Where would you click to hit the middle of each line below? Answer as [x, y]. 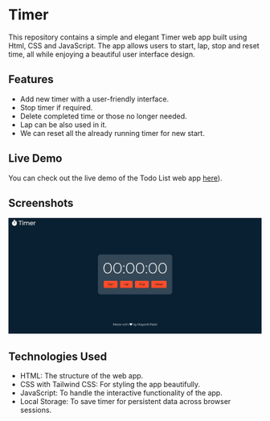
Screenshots [41, 203]
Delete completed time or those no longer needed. [103, 116]
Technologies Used [57, 356]
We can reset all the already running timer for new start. [112, 133]
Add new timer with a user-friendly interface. [94, 99]
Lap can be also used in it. [63, 124]
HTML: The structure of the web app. [82, 376]
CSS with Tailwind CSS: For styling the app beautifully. [110, 385]
